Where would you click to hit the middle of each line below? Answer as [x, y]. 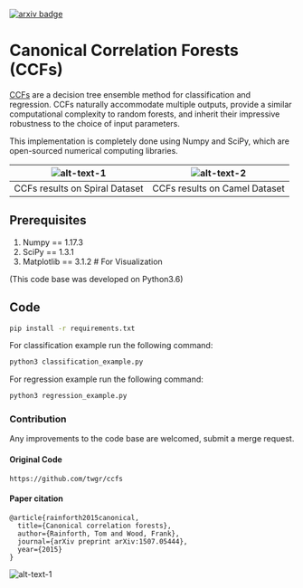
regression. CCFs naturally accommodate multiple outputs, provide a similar [151, 104]
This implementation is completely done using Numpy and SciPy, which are [149, 141]
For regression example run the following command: [106, 379]
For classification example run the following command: [111, 346]
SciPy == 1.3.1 [48, 251]
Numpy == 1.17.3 [53, 242]
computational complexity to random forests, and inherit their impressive [145, 114]
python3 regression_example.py [68, 396]
